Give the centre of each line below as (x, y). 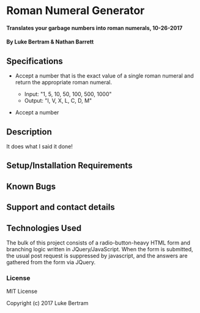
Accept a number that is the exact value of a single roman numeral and (104, 76)
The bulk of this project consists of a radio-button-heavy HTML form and (98, 243)
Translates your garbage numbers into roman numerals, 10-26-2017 (94, 28)
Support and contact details (61, 208)
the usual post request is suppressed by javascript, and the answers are (97, 256)
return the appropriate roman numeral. (64, 83)
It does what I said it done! (40, 146)
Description (29, 132)
